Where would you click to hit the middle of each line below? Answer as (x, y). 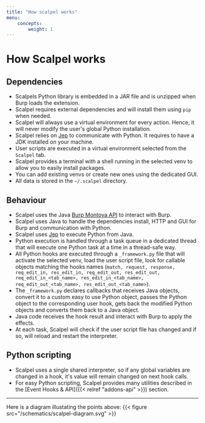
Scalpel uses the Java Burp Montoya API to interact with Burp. (93, 215)
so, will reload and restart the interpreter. (66, 336)
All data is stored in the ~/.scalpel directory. (71, 181)
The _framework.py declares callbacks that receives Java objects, (97, 290)
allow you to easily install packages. (60, 168)
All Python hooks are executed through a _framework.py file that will (100, 254)
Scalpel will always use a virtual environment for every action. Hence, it (105, 122)
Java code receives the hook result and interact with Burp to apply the (103, 317)
